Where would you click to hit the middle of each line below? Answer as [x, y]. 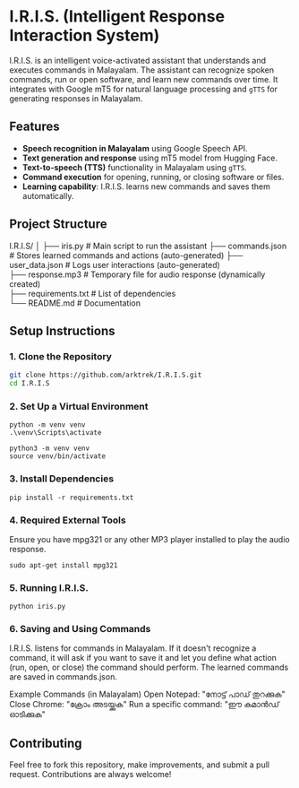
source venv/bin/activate [57, 456]
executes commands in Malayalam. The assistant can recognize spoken [142, 70]
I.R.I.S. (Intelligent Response [117, 17]
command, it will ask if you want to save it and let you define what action [143, 658]
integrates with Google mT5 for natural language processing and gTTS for [144, 89]
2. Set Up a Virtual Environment [79, 406]
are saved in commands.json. [64, 677]
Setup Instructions [62, 330]
